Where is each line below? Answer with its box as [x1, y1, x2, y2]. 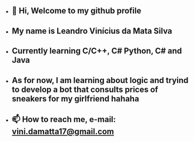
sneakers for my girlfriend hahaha [11, 94, 139, 104]
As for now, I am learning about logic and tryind [11, 75, 189, 85]
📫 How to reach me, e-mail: [11, 114, 116, 124]
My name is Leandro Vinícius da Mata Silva [11, 26, 172, 36]
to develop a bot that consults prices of [11, 84, 159, 94]
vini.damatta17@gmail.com [11, 126, 115, 136]
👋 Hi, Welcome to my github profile [11, 6, 142, 16]
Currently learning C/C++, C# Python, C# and [11, 46, 182, 56]
